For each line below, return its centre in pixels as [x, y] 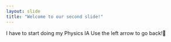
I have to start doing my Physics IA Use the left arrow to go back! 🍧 [86, 33]
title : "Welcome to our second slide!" [55, 17]
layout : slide [23, 11]
